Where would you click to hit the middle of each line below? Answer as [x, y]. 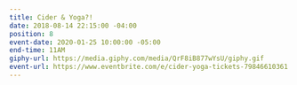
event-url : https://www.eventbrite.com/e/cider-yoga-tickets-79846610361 [149, 67]
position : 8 [31, 34]
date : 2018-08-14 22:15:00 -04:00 [73, 26]
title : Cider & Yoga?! [51, 17]
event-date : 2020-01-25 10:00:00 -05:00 [85, 42]
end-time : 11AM [37, 50]
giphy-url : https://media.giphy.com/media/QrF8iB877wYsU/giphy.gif [137, 58]
